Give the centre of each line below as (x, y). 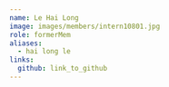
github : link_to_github (62, 69)
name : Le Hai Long (44, 18)
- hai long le (44, 52)
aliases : (26, 43)
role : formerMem (40, 34)
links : (22, 60)
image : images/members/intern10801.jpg (85, 26)
